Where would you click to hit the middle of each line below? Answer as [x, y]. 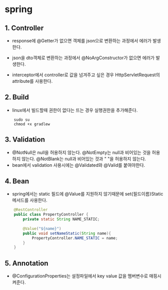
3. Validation [25, 140]
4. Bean [17, 181]
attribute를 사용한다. [32, 81]
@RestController [31, 210]
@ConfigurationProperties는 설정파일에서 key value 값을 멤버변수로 [80, 276]
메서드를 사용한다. [30, 200]
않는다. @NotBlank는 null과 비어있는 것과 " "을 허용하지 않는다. [84, 159]
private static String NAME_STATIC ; [61, 219]
